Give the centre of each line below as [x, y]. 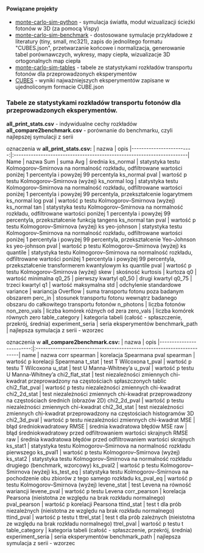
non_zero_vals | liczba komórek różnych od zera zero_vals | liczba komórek [100, 311]
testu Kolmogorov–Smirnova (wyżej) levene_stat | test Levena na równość [99, 485]
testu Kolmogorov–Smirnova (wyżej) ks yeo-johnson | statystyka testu [94, 226]
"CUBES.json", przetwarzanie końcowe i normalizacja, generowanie [100, 48]
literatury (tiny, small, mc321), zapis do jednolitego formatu [89, 42]
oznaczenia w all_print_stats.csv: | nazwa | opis [68, 148]
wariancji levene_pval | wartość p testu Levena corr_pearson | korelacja [96, 491]
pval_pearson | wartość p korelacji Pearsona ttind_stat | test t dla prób [94, 504]
